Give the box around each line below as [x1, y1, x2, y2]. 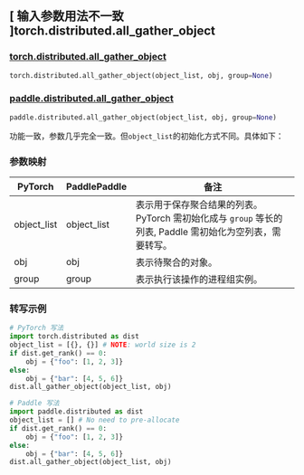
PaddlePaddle [66, 180, 128, 193]
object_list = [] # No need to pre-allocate [9, 415, 180, 425]
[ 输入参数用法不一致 [9, 8, 124, 24]
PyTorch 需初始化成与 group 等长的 [135, 212, 283, 224]
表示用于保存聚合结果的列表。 [135, 198, 263, 211]
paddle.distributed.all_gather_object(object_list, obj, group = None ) [9, 112, 278, 122]
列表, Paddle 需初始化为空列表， [135, 225, 273, 238]
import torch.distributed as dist [9, 332, 140, 341]
